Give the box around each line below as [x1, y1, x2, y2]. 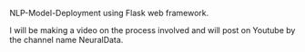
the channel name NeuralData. [9, 35, 124, 45]
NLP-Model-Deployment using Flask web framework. [9, 8, 209, 18]
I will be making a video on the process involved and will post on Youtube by [9, 25, 296, 35]
